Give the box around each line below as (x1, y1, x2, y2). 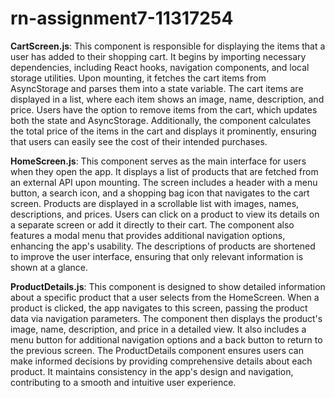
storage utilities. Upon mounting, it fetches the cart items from (10, 72, 267, 84)
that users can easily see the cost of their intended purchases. (10, 135, 268, 147)
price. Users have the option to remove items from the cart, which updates (10, 103, 318, 116)
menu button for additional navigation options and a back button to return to (10, 333, 323, 346)
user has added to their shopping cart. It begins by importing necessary (10, 50, 307, 62)
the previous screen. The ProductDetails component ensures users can (10, 344, 304, 356)
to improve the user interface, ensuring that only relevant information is (10, 250, 304, 262)
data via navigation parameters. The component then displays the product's (10, 312, 323, 324)
